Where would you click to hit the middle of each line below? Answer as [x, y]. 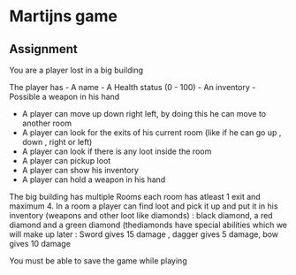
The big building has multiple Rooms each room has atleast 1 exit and [135, 197]
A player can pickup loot [66, 160]
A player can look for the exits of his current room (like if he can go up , [152, 133]
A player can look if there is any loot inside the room [117, 151]
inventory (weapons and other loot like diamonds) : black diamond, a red [141, 215]
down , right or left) [57, 142]
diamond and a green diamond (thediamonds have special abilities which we [148, 225]
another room [47, 123]
